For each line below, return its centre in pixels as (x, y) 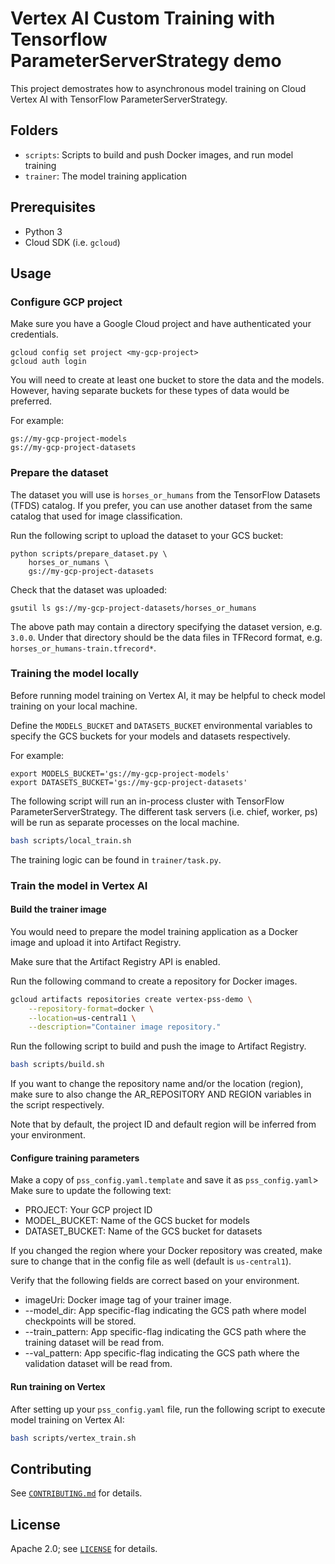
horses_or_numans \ (69, 562)
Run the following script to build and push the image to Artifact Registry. (158, 1046)
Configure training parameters (75, 1158)
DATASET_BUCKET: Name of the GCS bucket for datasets (143, 1231)
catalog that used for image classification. (96, 516)
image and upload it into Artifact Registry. (96, 942)
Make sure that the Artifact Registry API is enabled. (115, 961)
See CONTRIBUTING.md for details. (76, 1493)
